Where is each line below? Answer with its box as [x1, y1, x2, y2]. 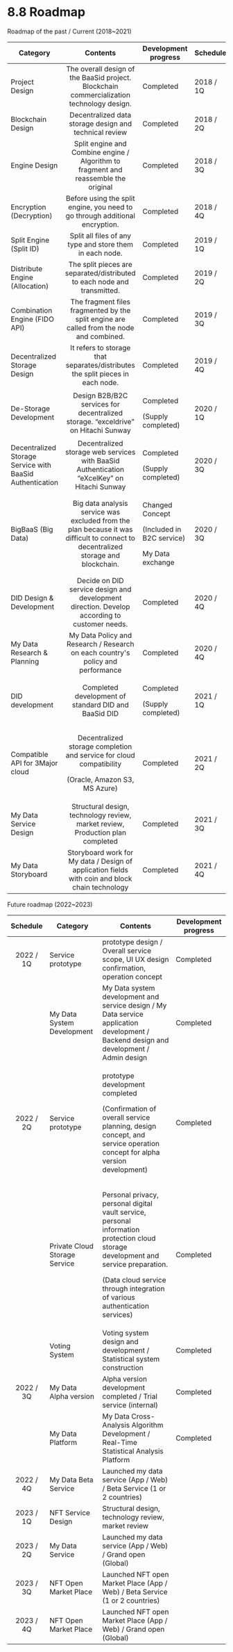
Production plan [74, 828, 127, 837]
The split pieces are [68, 259, 133, 269]
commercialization [70, 90, 130, 99]
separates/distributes [65, 360, 135, 370]
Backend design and [102, 1035, 169, 1045]
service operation [102, 1138, 159, 1148]
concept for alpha [102, 1147, 160, 1157]
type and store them [67, 239, 134, 249]
